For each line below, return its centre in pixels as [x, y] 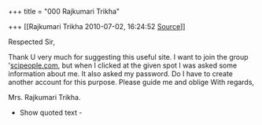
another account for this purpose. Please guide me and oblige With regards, [131, 82]
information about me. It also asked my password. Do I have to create [121, 74]
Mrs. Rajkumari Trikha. [44, 97]
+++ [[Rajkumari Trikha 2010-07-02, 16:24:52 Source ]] [97, 26]
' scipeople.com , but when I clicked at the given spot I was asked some [123, 65]
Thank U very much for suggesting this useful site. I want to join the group [129, 57]
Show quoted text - [51, 112]
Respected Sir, [32, 42]
